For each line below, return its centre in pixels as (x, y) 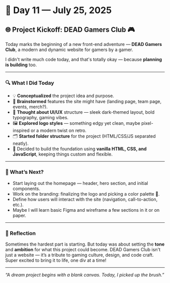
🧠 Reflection (20, 233)
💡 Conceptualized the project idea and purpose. (63, 96)
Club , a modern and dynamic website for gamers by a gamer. (69, 50)
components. (26, 188)
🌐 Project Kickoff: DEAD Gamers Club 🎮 (70, 30)
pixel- (147, 123)
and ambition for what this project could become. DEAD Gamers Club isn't (83, 249)
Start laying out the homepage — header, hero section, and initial (80, 183)
